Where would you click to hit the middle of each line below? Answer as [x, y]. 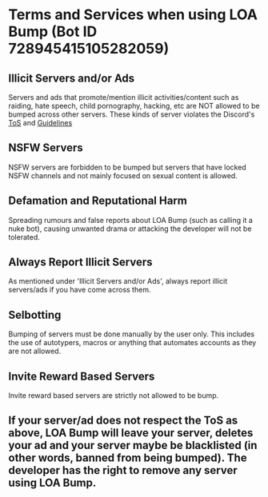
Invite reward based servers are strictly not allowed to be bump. [114, 396]
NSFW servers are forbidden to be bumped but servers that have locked [127, 167]
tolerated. [24, 237]
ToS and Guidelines [40, 123]
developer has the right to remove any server [123, 470]
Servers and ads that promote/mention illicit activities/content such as [124, 97]
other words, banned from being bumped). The [128, 458]
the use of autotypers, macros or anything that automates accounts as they [132, 343]
